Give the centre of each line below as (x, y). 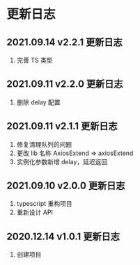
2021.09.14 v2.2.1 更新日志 (64, 42)
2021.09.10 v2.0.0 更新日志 (66, 186)
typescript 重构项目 (44, 204)
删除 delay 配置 (38, 102)
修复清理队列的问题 (44, 144)
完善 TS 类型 (34, 60)
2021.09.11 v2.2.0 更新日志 (65, 84)
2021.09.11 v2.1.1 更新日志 (62, 126)
